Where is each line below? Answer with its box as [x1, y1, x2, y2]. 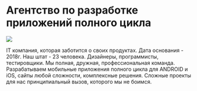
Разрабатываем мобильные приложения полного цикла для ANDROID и [6, 66, 188, 73]
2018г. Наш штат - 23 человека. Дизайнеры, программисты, [6, 53, 159, 60]
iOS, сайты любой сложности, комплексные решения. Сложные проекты [6, 71, 191, 79]
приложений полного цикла [6, 16, 151, 30]
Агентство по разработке [6, 4, 138, 17]
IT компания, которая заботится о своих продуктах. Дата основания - [6, 47, 184, 54]
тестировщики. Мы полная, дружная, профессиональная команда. [6, 59, 175, 66]
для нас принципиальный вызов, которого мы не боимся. [6, 78, 152, 85]
